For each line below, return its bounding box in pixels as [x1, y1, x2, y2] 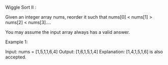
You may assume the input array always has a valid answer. [5, 29, 130, 35]
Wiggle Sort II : [5, 5, 37, 10]
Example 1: [5, 39, 28, 45]
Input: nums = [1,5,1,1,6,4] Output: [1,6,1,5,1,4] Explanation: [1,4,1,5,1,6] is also [5, 49, 163, 54]
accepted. [5, 54, 26, 60]
